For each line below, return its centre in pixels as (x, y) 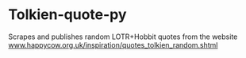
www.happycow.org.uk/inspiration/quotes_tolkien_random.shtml (113, 44)
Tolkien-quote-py (67, 15)
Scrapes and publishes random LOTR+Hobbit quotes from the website (123, 37)
